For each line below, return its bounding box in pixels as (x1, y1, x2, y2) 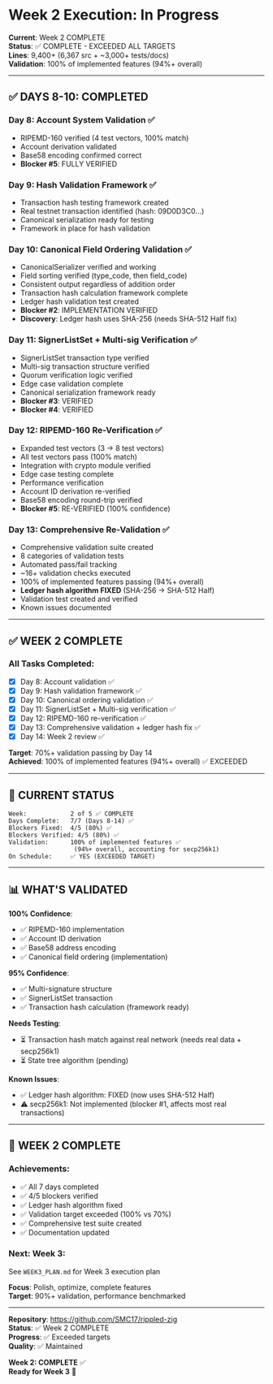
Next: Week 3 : (8, 1248, 66, 1260)
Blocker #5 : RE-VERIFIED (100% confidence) (19, 504, 171, 513)
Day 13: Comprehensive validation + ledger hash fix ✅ (19, 723, 201, 733)
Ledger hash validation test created (19, 296, 140, 306)
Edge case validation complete (19, 378, 123, 388)
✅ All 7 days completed (19, 1182, 99, 1192)
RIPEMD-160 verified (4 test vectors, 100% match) (19, 132, 189, 143)
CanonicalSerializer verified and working (19, 262, 157, 272)
